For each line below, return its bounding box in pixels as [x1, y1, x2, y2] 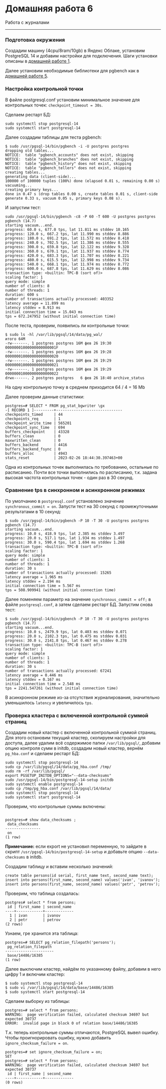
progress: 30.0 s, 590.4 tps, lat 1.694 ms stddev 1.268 [5, 540, 125, 545]
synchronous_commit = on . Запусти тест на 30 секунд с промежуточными [5, 503, 158, 509]
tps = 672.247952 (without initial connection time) [5, 314, 116, 319]
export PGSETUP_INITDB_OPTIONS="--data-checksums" [5, 773, 112, 778]
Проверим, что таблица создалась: [5, 890, 80, 897]
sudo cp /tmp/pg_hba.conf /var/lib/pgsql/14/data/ [5, 786, 112, 791]
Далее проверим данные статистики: [5, 393, 85, 399]
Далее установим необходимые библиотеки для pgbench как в [5, 68, 139, 74]
